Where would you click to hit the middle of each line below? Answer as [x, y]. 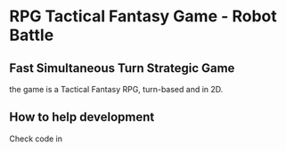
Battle [32, 35]
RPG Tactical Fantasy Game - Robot [143, 16]
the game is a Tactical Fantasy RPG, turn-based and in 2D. [116, 89]
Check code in [36, 139]
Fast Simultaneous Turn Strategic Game [122, 68]
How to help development [82, 117]
